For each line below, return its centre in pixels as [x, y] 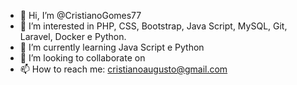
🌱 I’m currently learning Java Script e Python [112, 47]
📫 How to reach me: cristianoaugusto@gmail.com [123, 69]
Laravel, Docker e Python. [73, 36]
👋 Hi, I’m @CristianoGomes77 [80, 15]
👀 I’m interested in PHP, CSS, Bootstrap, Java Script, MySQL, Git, [153, 26]
